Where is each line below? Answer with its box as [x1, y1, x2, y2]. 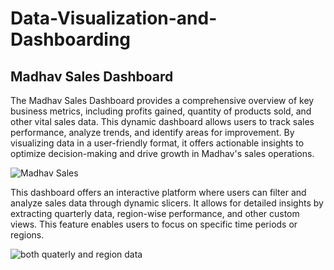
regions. [10, 229, 45, 241]
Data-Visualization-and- [10, 7, 218, 30]
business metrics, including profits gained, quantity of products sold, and [10, 105, 312, 117]
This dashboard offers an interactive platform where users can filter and [10, 187, 307, 198]
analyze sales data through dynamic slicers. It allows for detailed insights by [10, 197, 324, 209]
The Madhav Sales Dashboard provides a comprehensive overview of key [10, 95, 315, 106]
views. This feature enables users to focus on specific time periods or [10, 218, 298, 230]
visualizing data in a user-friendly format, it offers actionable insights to [10, 137, 305, 149]
